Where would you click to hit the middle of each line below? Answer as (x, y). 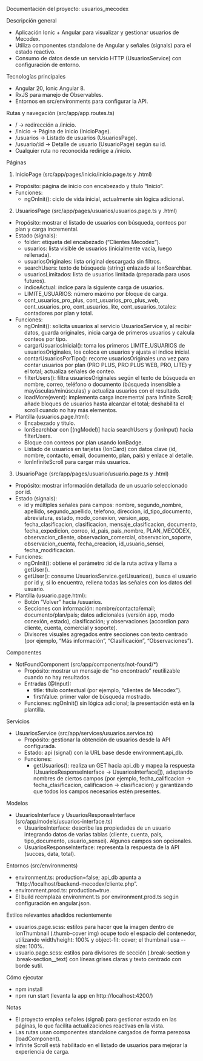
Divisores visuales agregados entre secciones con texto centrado (106, 634)
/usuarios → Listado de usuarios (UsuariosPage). (76, 138)
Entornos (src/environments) (42, 866)
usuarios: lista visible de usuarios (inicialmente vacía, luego (98, 248)
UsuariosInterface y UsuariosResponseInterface (75, 815)
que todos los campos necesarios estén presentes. (97, 791)
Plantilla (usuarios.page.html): (52, 417)
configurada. (40, 746)
